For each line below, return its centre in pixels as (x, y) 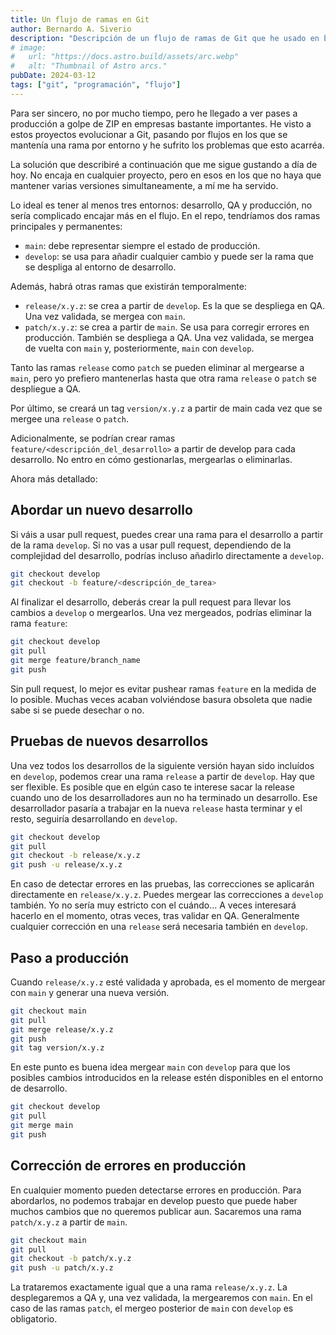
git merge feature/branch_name (75, 661)
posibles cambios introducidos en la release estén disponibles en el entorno (167, 1078)
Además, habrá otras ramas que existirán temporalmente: (128, 286)
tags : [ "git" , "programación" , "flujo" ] (96, 85)
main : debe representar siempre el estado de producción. (142, 245)
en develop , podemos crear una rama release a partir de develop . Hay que (162, 776)
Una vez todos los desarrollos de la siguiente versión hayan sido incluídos (162, 765)
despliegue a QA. (46, 388)
